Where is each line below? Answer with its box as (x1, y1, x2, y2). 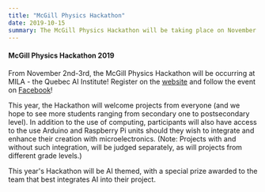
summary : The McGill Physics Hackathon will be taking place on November (8, 26, 257, 34)
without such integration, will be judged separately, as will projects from (8, 142, 243, 152)
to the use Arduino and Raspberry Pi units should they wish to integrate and (8, 126, 255, 135)
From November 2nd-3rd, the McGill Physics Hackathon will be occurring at (8, 68, 256, 77)
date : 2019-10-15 (8, 19, 66, 27)
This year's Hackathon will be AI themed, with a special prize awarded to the (8, 166, 258, 175)
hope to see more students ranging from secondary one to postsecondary (8, 108, 250, 119)
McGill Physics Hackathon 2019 (8, 51, 115, 60)
